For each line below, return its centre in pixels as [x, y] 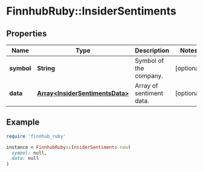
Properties [27, 34]
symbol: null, [29, 153]
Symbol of [150, 61]
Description [152, 51]
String [46, 68]
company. [149, 76]
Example [23, 122]
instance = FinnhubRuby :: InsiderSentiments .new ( [69, 147]
